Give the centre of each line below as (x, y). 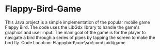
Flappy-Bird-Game (43, 9)
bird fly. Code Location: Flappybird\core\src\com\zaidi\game (65, 42)
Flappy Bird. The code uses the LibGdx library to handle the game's (72, 27)
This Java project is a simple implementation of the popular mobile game (78, 22)
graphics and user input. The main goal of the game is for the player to (76, 32)
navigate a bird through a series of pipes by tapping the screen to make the (80, 37)
